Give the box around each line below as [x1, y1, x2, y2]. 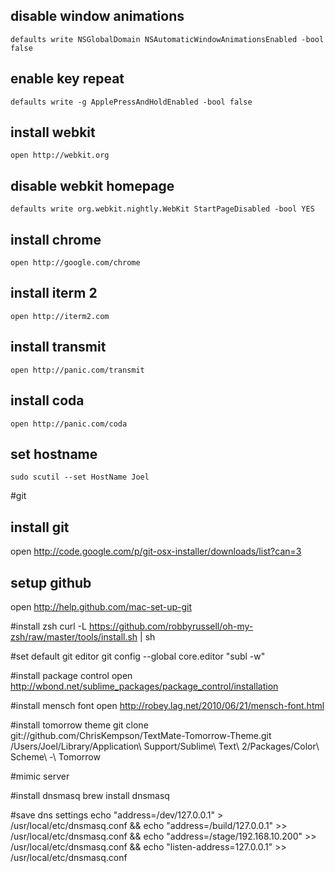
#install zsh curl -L [10, 620, 87, 632]
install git [10, 519, 70, 536]
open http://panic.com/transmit [10, 365, 145, 375]
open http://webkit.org [10, 150, 110, 161]
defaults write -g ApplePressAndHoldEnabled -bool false [10, 97, 253, 107]
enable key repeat [10, 70, 125, 88]
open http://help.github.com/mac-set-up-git [10, 600, 193, 613]
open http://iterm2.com [10, 311, 110, 321]
